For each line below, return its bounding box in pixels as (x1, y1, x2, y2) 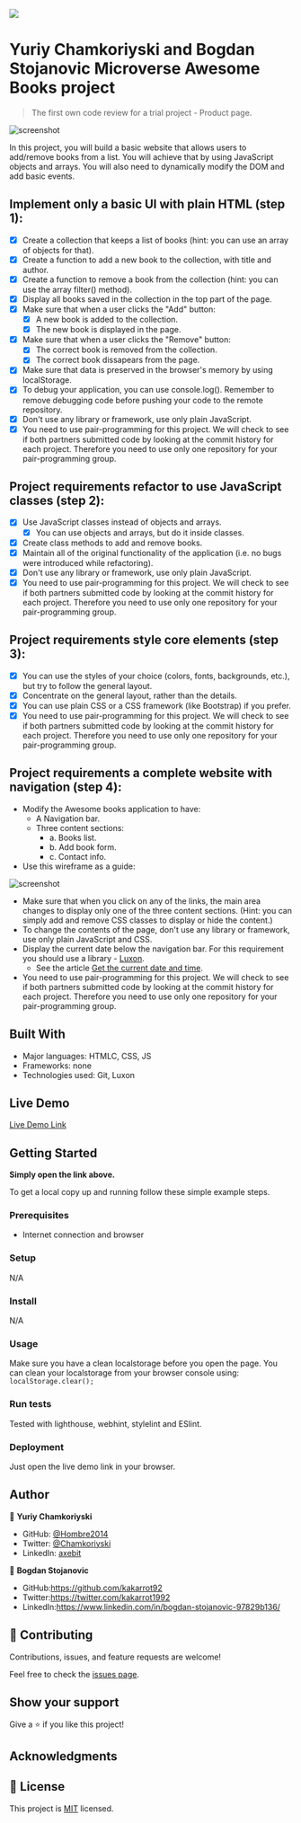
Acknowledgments (9, 1748, 119, 1764)
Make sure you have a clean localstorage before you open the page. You (9, 1358, 279, 1369)
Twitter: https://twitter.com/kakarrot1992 (22, 1591, 171, 1603)
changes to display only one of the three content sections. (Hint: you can (22, 905, 292, 916)
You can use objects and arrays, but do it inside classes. (35, 527, 244, 538)
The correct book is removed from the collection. (35, 344, 217, 355)
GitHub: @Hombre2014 (22, 1528, 109, 1539)
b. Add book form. (49, 841, 117, 853)
